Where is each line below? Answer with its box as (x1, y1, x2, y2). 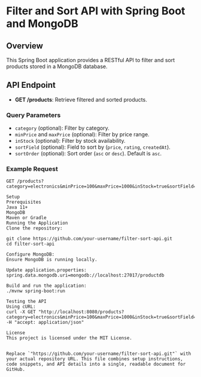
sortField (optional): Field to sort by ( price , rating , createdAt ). (14, 143, 170, 151)
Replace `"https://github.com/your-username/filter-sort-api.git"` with (6, 351, 191, 357)
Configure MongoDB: (6, 252, 55, 258)
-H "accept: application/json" (6, 320, 84, 326)
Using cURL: (6, 304, 36, 310)
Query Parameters (6, 111, 61, 119)
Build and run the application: (6, 283, 87, 289)
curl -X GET (6, 309, 36, 315)
